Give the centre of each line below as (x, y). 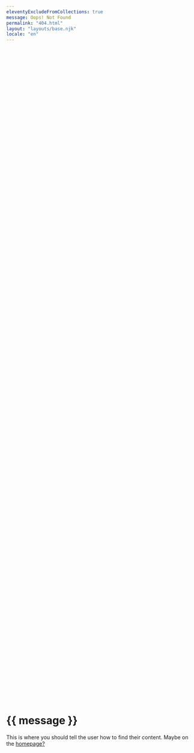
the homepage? (26, 744)
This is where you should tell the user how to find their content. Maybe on (97, 737)
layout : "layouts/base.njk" (41, 29)
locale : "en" (23, 34)
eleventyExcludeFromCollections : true (55, 12)
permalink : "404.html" (35, 23)
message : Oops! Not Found (38, 17)
